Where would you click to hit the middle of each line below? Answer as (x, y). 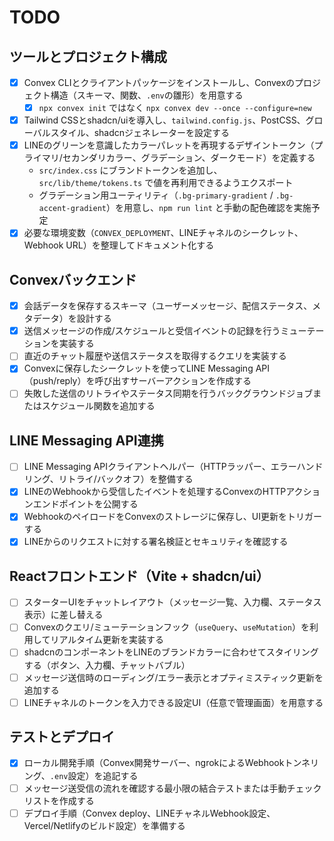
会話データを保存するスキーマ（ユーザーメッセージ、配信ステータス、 (168, 306)
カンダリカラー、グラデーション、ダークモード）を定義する (193, 158)
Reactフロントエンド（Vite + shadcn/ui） (139, 576)
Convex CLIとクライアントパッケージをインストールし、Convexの (159, 82)
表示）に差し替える (63, 615)
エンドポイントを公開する (85, 504)
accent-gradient (72, 209)
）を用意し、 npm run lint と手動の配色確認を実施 (208, 208)
